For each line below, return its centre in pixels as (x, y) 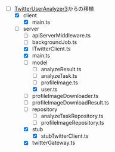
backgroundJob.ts (55, 42)
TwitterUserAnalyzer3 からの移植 (54, 9)
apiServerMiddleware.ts (61, 36)
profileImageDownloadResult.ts (71, 102)
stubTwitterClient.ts (65, 136)
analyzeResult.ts (61, 69)
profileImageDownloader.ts (65, 96)
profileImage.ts (59, 83)
